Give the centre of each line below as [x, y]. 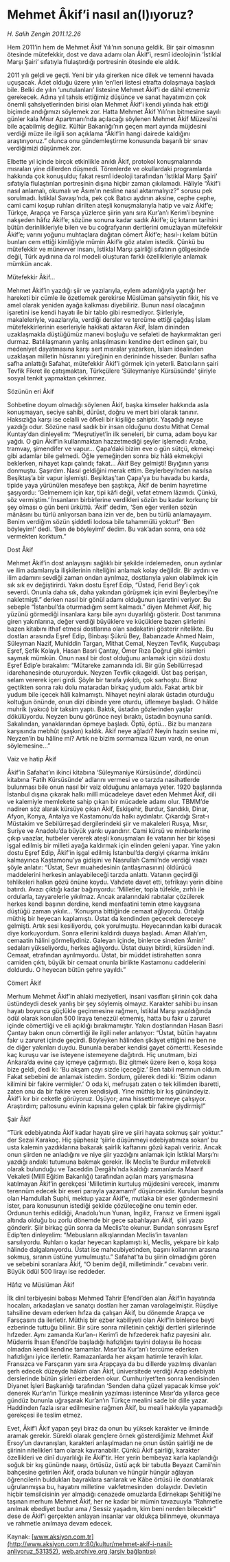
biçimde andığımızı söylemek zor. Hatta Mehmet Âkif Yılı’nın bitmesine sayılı [114, 111]
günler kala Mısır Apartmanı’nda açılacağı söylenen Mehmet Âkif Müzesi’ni [112, 119]
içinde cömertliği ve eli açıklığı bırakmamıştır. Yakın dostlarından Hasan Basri [115, 1026]
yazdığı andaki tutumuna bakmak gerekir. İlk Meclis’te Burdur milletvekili [109, 1162]
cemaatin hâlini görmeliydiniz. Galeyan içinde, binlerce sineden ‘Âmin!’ [106, 940]
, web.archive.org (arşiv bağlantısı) [107, 1551]
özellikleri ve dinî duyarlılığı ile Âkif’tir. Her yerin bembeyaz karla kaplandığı [113, 1457]
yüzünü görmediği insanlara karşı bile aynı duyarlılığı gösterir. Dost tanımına [114, 614]
